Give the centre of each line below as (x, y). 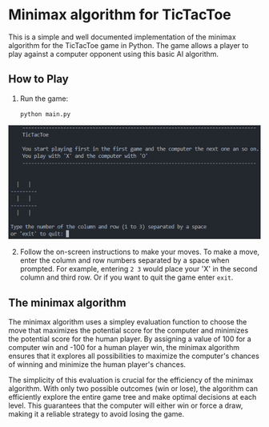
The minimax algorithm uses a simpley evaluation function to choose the (128, 322)
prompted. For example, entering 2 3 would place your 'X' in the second (139, 269)
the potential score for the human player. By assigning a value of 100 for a (130, 339)
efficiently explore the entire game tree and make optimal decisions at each (132, 397)
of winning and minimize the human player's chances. (97, 365)
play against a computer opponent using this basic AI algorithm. (113, 54)
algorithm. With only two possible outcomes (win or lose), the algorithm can (133, 389)
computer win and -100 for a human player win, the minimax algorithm (124, 348)
